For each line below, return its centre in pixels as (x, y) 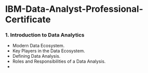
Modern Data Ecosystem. (38, 46)
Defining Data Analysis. (36, 56)
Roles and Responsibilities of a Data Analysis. (59, 61)
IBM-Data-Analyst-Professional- (74, 9)
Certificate (28, 19)
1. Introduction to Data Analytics (45, 35)
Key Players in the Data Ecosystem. (49, 51)
